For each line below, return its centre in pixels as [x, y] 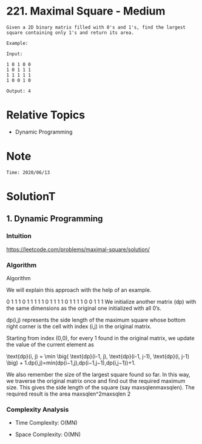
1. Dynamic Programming [55, 219]
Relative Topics [46, 115]
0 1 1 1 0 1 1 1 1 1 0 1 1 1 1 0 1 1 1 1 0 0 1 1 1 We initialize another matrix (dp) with [101, 301]
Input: [15, 54]
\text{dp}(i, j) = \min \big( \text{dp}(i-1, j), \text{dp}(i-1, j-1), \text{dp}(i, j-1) [98, 356]
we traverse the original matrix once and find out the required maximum [96, 381]
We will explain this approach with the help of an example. [79, 290]
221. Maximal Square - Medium [86, 11]
